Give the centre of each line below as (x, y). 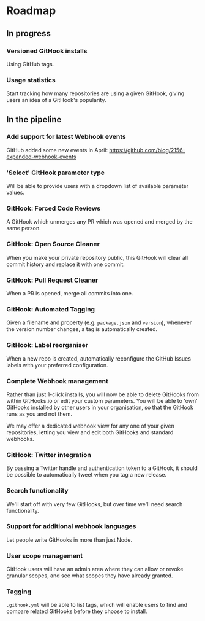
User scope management (45, 555)
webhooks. (20, 439)
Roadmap (31, 11)
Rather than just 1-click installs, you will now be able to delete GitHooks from (103, 394)
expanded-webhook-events (41, 157)
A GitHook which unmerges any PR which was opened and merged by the (99, 222)
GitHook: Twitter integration (49, 455)
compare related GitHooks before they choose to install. (77, 611)
